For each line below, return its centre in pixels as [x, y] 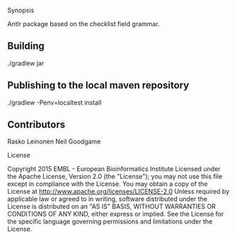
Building [26, 46]
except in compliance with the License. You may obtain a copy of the [108, 184]
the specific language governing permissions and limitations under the [110, 221]
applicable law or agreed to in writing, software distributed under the [107, 199]
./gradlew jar [26, 63]
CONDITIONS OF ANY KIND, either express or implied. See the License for [116, 214]
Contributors [36, 125]
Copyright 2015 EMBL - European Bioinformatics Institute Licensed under [114, 169]
